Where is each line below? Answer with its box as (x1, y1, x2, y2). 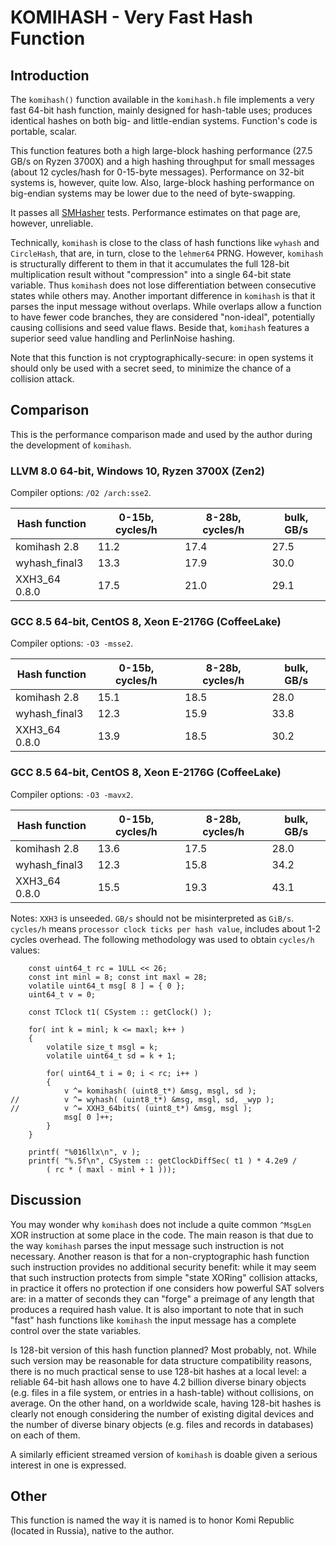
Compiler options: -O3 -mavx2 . (10, 788, 134, 800)
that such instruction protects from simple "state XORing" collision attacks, (10, 1271, 318, 1283)
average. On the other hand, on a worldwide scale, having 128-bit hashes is (10, 1397, 322, 1409)
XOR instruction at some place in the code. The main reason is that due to (10, 1229, 314, 1241)
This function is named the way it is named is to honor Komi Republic (10, 1514, 295, 1526)
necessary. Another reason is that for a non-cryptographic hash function (10, 1250, 310, 1262)
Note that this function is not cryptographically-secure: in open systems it (10, 352, 314, 363)
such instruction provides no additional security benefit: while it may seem (10, 1261, 317, 1273)
